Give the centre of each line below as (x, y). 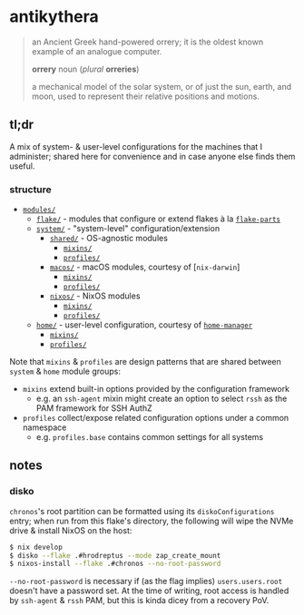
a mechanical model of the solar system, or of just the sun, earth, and (162, 86)
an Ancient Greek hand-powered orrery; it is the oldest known (147, 42)
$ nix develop (36, 547)
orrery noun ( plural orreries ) (85, 69)
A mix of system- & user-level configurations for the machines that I (136, 146)
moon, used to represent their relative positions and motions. (146, 96)
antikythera (54, 17)
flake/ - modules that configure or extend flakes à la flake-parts (158, 219)
